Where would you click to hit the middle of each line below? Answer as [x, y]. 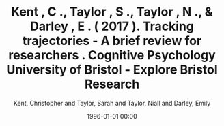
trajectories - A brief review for [112, 41]
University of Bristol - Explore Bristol [112, 70]
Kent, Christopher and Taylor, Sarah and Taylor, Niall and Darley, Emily [112, 103]
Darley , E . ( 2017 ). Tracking [112, 26]
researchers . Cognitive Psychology [112, 56]
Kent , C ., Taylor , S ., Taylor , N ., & [112, 12]
